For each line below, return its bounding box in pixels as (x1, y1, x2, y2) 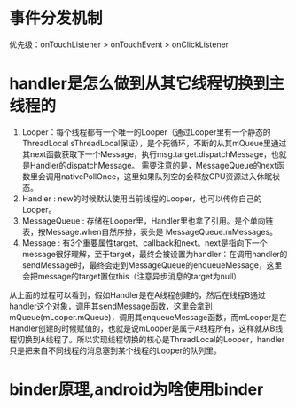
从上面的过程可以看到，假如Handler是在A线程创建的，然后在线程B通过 (9, 289, 266, 300)
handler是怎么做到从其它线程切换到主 (9, 74, 285, 94)
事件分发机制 (9, 8, 104, 28)
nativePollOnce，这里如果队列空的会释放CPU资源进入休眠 (60, 170, 273, 182)
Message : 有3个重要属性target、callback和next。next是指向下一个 (21, 237, 268, 248)
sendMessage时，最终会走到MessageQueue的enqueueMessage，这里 (21, 259, 283, 271)
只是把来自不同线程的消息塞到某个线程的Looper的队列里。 (9, 345, 222, 356)
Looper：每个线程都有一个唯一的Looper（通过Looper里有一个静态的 (21, 126, 271, 137)
